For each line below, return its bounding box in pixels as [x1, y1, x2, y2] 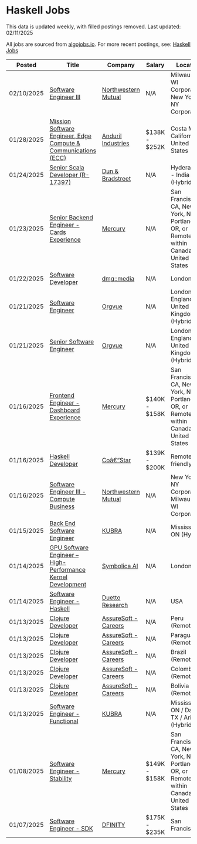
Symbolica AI [101, 562, 138, 570]
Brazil [170, 648, 186, 656]
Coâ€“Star [101, 456, 131, 464]
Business [49, 502, 75, 511]
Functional [49, 717, 79, 725]
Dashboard [49, 406, 80, 414]
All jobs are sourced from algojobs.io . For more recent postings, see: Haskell [6, 41, 191, 48]
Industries [101, 139, 130, 147]
